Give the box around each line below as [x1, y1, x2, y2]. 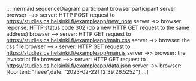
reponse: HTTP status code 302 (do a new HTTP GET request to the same [6, 24, 190, 31]
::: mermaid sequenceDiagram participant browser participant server [6, 5, 176, 12]
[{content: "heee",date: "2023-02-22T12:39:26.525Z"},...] [6, 68, 149, 75]
